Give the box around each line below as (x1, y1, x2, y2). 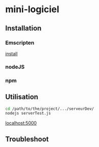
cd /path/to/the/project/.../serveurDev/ (5, 106, 94, 111)
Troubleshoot (5, 135, 49, 143)
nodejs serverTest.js (5, 111, 51, 116)
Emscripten (5, 39, 35, 46)
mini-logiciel (5, 4, 59, 15)
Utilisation (5, 93, 39, 101)
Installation (5, 24, 42, 33)
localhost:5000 (5, 120, 37, 126)
